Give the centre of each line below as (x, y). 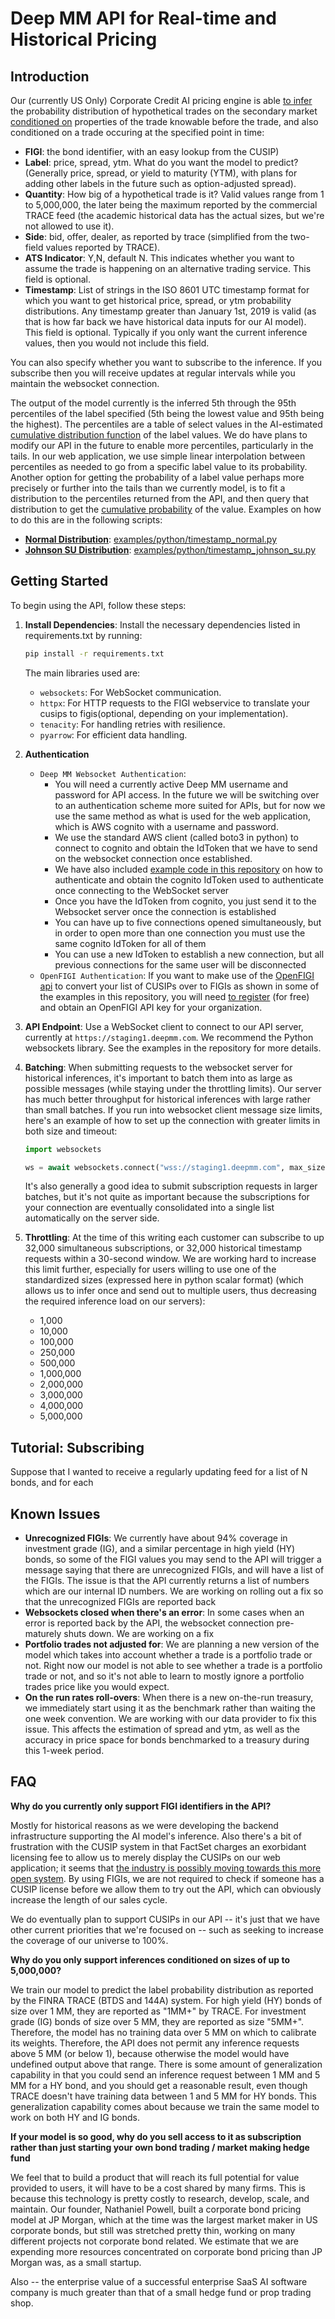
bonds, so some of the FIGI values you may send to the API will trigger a (173, 1559)
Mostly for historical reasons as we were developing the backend (144, 1825)
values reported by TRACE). (103, 247)
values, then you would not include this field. (117, 343)
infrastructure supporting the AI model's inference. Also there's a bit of (156, 1836)
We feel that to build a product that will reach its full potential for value (155, 2177)
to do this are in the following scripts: (86, 520)
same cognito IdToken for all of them (130, 943)
